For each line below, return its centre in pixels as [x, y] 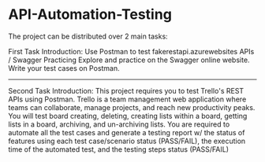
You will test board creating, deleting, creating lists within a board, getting [128, 116]
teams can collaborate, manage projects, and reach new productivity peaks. [132, 107]
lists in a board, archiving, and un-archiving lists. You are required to [119, 124]
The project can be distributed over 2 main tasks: [88, 36]
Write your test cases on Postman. [64, 68]
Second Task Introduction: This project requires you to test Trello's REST [126, 90]
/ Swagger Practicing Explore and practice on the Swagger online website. [129, 60]
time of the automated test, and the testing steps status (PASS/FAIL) [119, 149]
